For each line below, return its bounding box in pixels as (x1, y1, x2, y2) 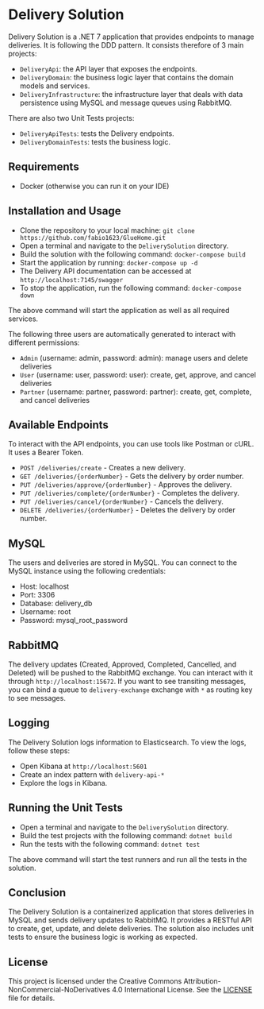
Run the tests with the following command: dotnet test (19, 839, 201, 849)
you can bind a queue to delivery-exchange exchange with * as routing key (8, 685, 253, 694)
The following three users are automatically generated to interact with (8, 329, 236, 338)
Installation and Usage (8, 204, 121, 218)
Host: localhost (19, 582, 70, 591)
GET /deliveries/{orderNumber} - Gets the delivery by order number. (19, 471, 244, 481)
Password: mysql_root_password (19, 616, 128, 625)
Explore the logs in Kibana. (19, 778, 108, 787)
